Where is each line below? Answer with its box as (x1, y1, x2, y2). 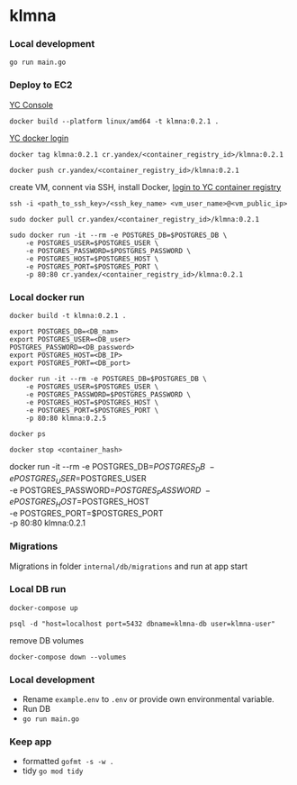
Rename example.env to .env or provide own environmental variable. (22, 694, 274, 705)
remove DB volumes (9, 634, 84, 645)
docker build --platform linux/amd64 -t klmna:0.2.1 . (9, 116, 220, 126)
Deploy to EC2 (9, 78, 73, 91)
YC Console (9, 99, 54, 110)
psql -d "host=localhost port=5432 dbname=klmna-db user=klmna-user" (9, 619, 276, 628)
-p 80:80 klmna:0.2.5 (25, 414, 106, 424)
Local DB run (9, 583, 67, 596)
